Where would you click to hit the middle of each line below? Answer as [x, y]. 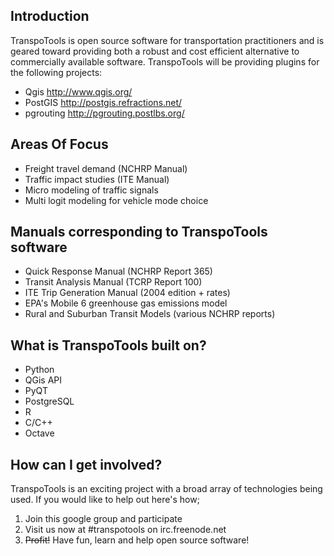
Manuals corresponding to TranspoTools [139, 232]
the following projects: [56, 72]
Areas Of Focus [59, 144]
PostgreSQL [49, 401]
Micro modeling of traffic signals [91, 190]
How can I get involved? [86, 464]
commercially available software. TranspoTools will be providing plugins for [165, 61]
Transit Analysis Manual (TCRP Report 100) [113, 282]
